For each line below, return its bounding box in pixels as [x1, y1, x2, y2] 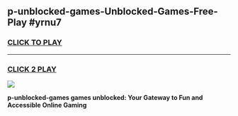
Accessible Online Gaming [7, 101, 87, 109]
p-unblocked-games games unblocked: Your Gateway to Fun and [7, 93, 203, 101]
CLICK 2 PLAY [7, 64, 57, 74]
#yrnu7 [28, 17, 62, 29]
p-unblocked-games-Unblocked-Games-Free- [7, 6, 218, 18]
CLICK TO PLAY [7, 38, 62, 48]
